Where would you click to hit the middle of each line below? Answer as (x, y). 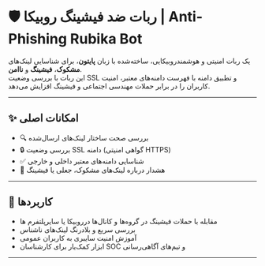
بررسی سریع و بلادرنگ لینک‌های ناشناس (77, 229)
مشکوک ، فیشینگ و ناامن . (45, 69)
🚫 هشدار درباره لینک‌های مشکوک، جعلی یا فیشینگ (92, 170)
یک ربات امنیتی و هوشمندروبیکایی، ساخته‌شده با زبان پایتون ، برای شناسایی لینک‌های (129, 61)
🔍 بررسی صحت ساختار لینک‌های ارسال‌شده (84, 137)
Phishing (37, 39)
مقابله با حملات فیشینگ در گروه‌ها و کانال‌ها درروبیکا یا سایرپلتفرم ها (118, 221)
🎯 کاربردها (30, 202)
